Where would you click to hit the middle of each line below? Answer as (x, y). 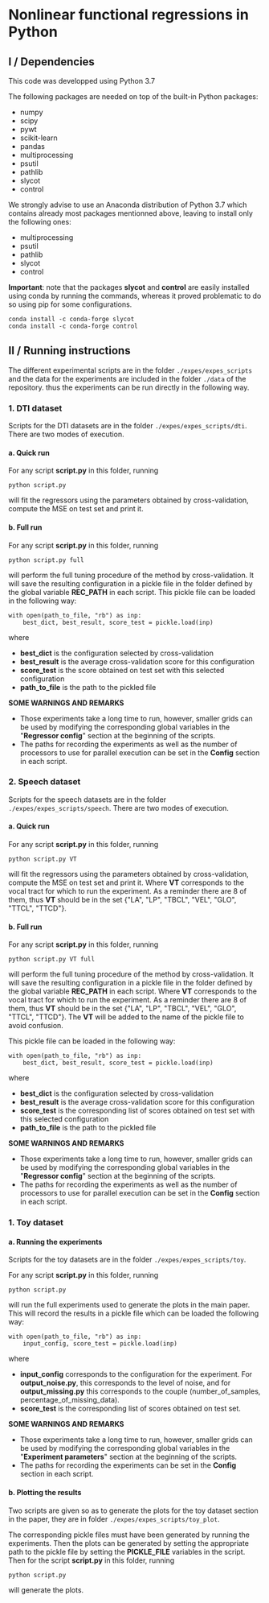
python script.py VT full (51, 960)
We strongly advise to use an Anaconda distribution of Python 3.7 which (128, 205)
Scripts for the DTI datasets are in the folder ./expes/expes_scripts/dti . (128, 426)
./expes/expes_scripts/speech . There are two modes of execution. (118, 808)
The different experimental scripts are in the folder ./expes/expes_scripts (130, 370)
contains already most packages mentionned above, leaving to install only (130, 213)
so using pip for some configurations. (70, 304)
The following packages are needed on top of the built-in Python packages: (133, 97)
